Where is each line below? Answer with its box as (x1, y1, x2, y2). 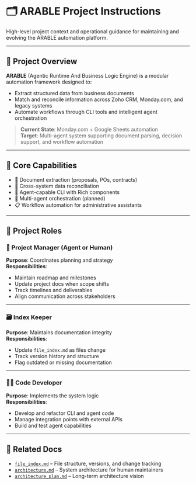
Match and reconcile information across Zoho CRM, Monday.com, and (14, 96, 184, 103)
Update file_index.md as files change (14, 346, 106, 354)
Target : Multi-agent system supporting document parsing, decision (20, 132, 183, 139)
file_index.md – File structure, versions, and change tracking (14, 460, 162, 467)
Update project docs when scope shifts (14, 280, 110, 287)
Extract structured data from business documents (14, 89, 134, 96)
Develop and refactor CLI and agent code (14, 410, 114, 417)
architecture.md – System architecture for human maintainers (14, 466, 163, 473)
